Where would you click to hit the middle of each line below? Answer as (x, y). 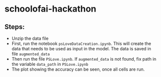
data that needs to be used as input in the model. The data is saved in (81, 49)
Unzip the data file (30, 38)
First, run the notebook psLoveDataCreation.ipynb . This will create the (81, 44)
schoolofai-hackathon (51, 9)
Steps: (15, 27)
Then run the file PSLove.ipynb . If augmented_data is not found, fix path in (84, 59)
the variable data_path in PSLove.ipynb (50, 64)
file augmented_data (31, 54)
